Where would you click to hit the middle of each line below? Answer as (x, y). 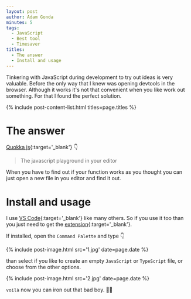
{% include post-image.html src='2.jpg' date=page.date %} (78, 279)
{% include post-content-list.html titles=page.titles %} (71, 107)
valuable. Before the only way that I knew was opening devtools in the (91, 83)
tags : (13, 28)
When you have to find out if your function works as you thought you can (94, 172)
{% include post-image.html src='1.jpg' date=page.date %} (77, 250)
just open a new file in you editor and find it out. (64, 178)
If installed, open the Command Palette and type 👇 (65, 236)
